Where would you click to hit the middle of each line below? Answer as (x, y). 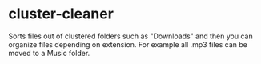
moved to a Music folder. (49, 53)
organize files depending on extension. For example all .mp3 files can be (128, 44)
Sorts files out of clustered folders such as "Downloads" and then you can (131, 36)
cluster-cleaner (61, 14)
